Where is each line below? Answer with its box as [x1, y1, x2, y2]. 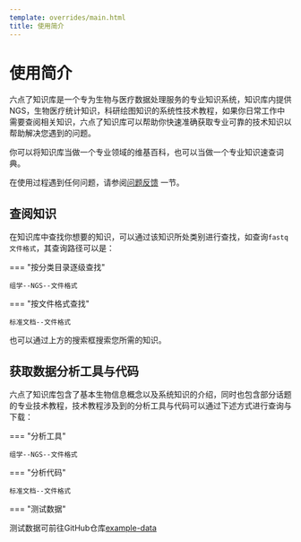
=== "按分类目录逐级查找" [9, 262, 106, 273]
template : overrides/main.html [9, 13, 126, 22]
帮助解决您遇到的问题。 [9, 127, 96, 139]
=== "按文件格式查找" [9, 298, 90, 310]
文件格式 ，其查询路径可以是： [9, 243, 115, 254]
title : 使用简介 [9, 22, 64, 31]
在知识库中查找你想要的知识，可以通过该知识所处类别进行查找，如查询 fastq [9, 232, 288, 242]
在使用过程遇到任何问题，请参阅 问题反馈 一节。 [9, 177, 185, 188]
